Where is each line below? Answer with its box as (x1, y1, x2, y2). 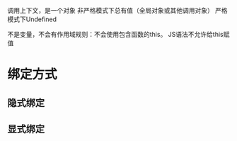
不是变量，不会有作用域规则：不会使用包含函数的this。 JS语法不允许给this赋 (7, 30, 230, 38)
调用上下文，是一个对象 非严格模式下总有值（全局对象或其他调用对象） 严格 (7, 6, 228, 14)
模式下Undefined (7, 15, 57, 23)
